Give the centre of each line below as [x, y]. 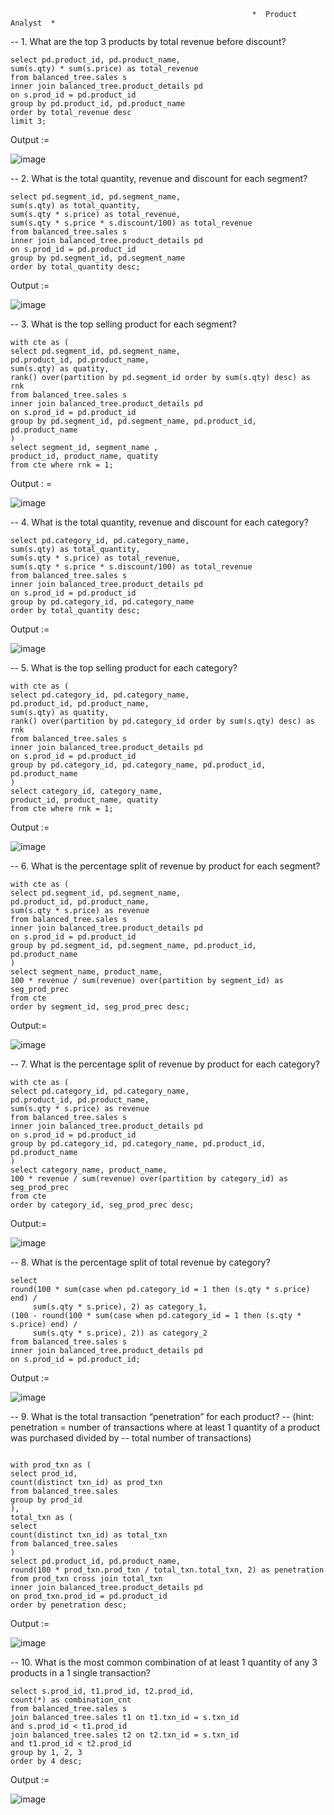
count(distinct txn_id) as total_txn [89, 1535]
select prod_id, [44, 1474]
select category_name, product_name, [89, 1170]
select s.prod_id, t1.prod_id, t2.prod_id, [102, 1691]
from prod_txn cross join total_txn [86, 1579]
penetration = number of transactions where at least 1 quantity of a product [165, 1427]
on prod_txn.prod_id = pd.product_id [89, 1596]
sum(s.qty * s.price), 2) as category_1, [120, 1307]
